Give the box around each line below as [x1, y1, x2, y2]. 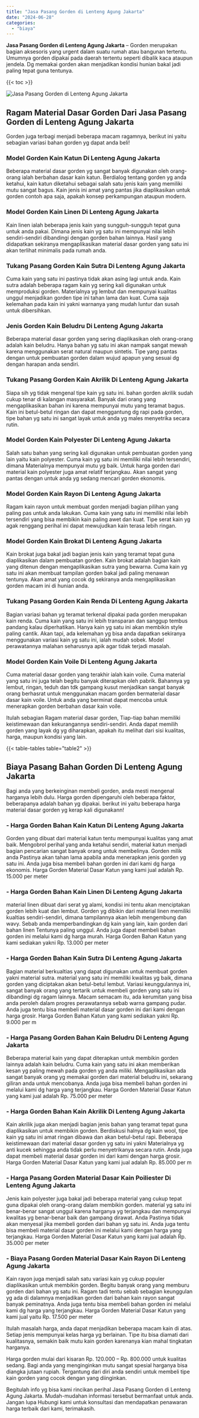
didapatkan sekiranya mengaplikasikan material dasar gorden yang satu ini [6, 240, 189, 248]
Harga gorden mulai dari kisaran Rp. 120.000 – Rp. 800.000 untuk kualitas [6, 1355, 187, 1362]
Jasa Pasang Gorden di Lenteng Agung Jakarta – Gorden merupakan [6, 42, 178, 49]
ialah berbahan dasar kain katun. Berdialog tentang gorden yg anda [21, 174, 187, 181]
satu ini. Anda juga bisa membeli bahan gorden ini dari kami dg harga [6, 860, 175, 867]
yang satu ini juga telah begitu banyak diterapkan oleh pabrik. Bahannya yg [6, 677, 190, 685]
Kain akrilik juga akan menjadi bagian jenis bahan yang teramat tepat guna [6, 1121, 188, 1128]
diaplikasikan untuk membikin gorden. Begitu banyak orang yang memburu [6, 1281, 190, 1288]
